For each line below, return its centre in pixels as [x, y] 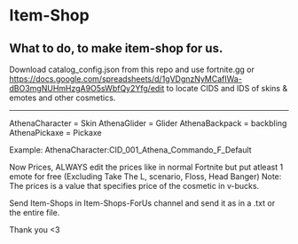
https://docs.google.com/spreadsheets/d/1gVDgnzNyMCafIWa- [125, 79]
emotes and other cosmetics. [63, 98]
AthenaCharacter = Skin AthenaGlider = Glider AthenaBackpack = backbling [148, 123]
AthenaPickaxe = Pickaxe [55, 133]
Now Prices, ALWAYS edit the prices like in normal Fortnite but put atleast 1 [146, 167]
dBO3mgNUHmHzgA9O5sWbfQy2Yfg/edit [87, 88]
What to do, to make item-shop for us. [116, 48]
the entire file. [35, 213]
